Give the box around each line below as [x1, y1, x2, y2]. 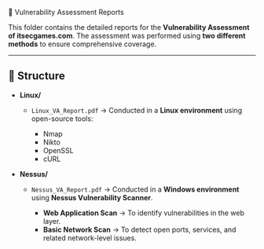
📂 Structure [8, 69, 65, 82]
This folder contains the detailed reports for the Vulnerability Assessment [8, 23, 250, 31]
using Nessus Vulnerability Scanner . [31, 192, 153, 202]
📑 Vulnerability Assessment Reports [8, 8, 124, 16]
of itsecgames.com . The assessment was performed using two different [8, 31, 246, 40]
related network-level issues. [42, 233, 137, 243]
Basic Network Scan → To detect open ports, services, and [42, 225, 236, 234]
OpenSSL [42, 145, 74, 155]
